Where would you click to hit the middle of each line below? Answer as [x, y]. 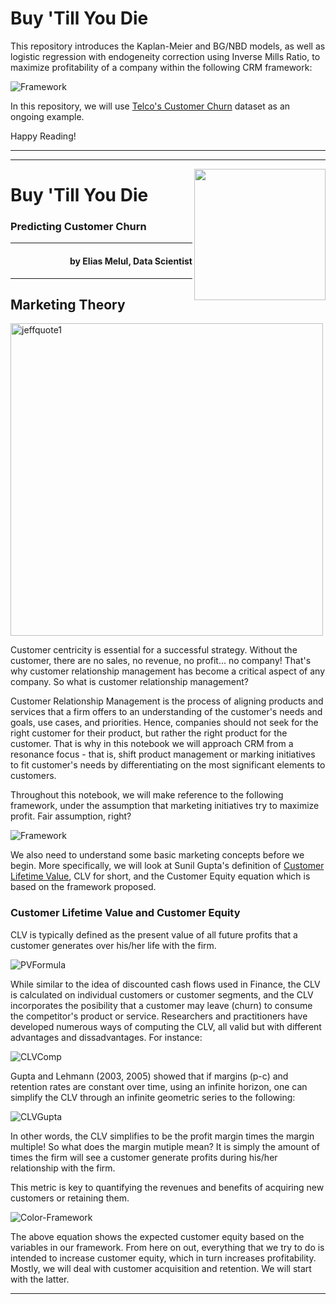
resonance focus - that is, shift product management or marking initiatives [163, 754]
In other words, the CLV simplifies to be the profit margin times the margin [162, 1136]
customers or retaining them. [70, 1198]
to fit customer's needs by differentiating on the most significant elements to [168, 765]
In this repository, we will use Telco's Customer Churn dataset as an [150, 106]
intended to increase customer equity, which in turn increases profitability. [163, 1258]
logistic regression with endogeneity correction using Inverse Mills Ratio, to [165, 56]
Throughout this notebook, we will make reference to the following [147, 795]
